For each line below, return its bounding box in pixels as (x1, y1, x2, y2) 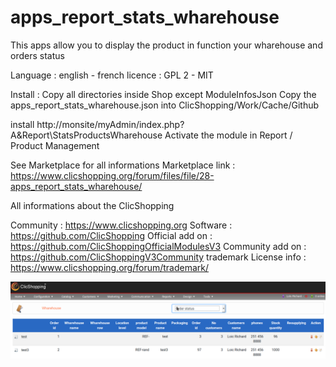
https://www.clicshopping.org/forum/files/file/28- (10, 169, 215, 181)
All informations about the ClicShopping (10, 199, 175, 211)
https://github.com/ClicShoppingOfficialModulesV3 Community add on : (10, 240, 307, 252)
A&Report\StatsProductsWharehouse (10, 129, 163, 141)
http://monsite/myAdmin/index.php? (36, 118, 185, 130)
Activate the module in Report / (164, 129, 293, 141)
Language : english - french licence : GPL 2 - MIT (10, 69, 214, 81)
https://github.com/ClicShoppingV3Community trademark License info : (10, 251, 307, 263)
